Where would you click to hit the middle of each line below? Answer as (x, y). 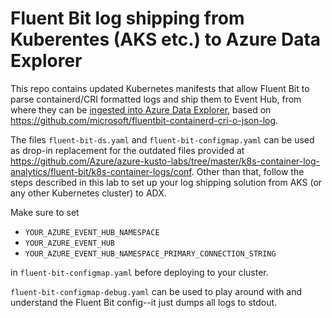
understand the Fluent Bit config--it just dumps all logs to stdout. (144, 302)
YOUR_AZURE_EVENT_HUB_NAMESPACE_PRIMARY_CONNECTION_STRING (150, 253)
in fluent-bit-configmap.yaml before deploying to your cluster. (139, 272)
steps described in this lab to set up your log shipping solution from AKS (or (166, 182)
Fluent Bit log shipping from (127, 18)
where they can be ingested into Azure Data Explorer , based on (141, 109)
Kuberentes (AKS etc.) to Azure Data (166, 39)
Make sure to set (45, 212)
